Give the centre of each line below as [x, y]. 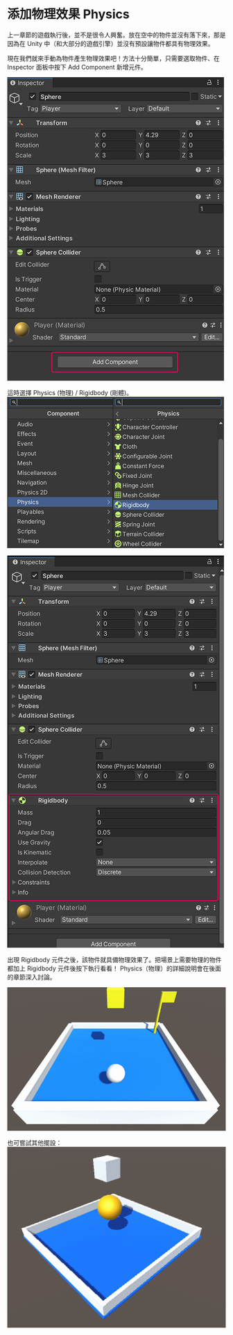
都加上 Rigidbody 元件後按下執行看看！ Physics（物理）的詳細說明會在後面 [114, 968]
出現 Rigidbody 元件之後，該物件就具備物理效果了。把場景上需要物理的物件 [114, 959]
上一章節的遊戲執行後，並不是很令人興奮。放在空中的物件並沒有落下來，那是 [116, 35]
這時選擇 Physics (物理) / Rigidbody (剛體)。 [70, 392]
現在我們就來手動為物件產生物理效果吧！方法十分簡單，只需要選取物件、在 [113, 58]
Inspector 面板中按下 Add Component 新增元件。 [77, 67]
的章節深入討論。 [32, 977]
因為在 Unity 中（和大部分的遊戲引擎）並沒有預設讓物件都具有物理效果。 [111, 43]
